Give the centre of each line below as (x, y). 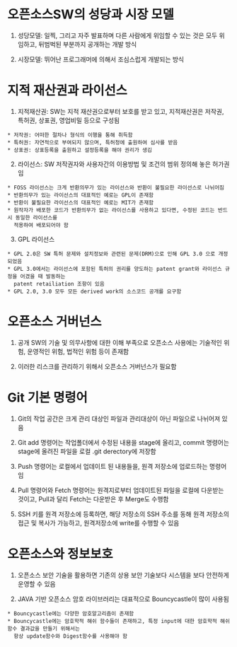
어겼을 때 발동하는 (43, 276)
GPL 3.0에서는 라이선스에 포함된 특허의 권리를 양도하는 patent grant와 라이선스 (118, 269)
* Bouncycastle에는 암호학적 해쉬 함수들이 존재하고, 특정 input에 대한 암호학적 (112, 621)
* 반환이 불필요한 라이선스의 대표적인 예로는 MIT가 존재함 (81, 202)
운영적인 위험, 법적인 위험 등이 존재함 (78, 351)
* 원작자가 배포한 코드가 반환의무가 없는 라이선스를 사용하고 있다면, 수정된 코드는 (111, 210)
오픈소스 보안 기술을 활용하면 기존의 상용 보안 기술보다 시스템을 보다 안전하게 (123, 575)
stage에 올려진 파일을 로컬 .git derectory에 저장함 (87, 451)
